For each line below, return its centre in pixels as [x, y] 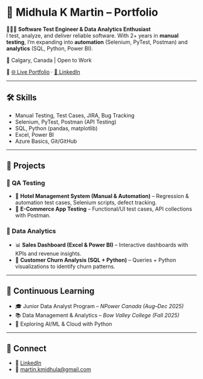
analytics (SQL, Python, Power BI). [50, 48]
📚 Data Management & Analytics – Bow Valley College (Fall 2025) [97, 315]
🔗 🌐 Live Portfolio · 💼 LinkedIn [43, 71]
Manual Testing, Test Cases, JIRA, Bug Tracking [75, 115]
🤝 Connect [26, 348]
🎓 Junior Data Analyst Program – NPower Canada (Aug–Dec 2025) [99, 306]
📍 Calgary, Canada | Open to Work [49, 60]
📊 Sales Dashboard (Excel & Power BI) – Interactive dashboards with [101, 245]
